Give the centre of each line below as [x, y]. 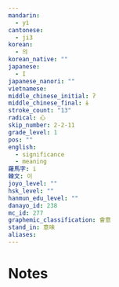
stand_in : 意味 [32, 228]
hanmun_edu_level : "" [43, 198]
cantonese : [26, 30]
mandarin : [24, 15]
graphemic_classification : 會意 [59, 220]
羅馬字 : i [22, 169]
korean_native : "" [38, 60]
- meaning [31, 162]
